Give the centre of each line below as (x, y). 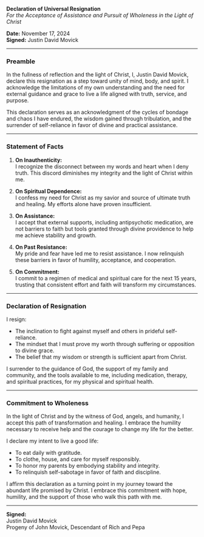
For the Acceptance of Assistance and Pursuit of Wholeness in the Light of (100, 15)
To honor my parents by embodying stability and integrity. (87, 466)
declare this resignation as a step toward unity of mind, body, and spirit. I (97, 81)
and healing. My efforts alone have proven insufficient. (83, 204)
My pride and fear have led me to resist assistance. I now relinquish (99, 253)
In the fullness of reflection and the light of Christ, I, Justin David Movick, (97, 75)
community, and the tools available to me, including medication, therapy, (97, 375)
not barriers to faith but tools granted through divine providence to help (104, 229)
